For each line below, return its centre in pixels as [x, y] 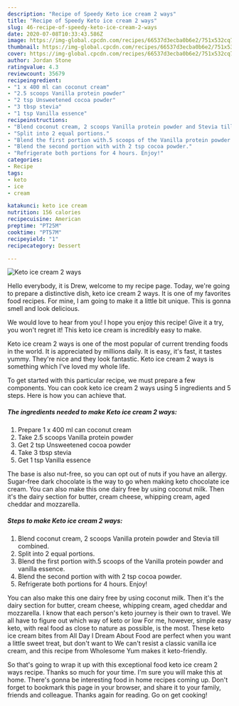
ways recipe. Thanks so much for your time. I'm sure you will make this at [115, 672]
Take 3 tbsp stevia [44, 453]
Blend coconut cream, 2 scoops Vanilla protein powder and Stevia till [118, 538]
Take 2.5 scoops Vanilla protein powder [75, 438]
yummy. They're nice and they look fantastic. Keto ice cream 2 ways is [111, 359]
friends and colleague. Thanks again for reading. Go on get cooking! [107, 695]
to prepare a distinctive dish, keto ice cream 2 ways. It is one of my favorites [119, 294]
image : [17, 41]
